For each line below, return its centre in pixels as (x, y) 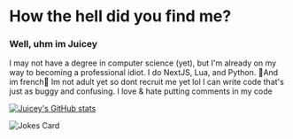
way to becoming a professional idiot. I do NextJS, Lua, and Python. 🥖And (144, 73)
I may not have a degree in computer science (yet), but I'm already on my (143, 63)
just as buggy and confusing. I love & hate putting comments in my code (141, 91)
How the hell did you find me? (120, 16)
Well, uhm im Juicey (54, 44)
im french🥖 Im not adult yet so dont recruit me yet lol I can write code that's (147, 82)
